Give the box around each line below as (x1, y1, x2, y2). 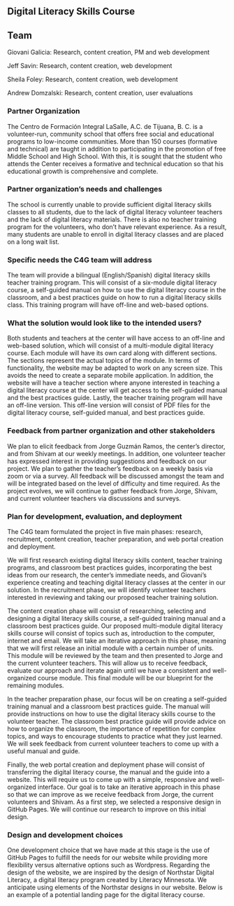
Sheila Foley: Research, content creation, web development (7, 75, 178, 83)
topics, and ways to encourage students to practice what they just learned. (7, 732, 223, 740)
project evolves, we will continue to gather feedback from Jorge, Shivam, (7, 486, 218, 495)
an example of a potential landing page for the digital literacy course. (7, 891, 205, 899)
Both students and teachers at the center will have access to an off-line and (7, 334, 226, 343)
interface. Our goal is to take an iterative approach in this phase (37, 783, 221, 791)
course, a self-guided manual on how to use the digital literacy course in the (7, 286, 226, 294)
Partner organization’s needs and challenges (7, 184, 163, 194)
